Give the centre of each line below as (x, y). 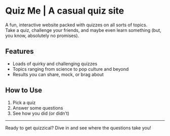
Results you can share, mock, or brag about (58, 74)
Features (19, 51)
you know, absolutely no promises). (42, 35)
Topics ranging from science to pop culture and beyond (71, 69)
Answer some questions (38, 108)
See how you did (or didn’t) (41, 113)
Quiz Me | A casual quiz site (65, 11)
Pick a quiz (24, 102)
